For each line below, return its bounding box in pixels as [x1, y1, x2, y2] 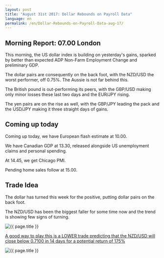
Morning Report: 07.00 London [5, 39, 101, 47]
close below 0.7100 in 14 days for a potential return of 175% [5, 238, 126, 244]
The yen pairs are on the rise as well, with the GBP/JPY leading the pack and [5, 101, 160, 107]
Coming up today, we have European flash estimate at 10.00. [5, 133, 127, 139]
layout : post [5, 7, 32, 12]
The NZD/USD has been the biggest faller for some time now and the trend [5, 209, 156, 215]
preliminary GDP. [5, 62, 39, 68]
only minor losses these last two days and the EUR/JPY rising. [5, 91, 130, 98]
